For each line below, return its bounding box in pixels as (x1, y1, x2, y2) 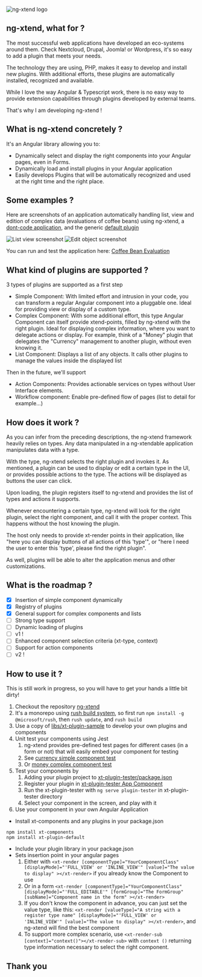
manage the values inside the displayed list (14, 357, 122, 364)
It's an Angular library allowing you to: (6, 140, 101, 148)
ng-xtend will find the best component (24, 924, 119, 932)
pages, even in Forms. (14, 158, 71, 166)
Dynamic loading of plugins (14, 624, 83, 631)
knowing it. (14, 344, 43, 351)
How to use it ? (6, 668, 63, 679)
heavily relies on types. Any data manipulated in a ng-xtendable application (6, 440, 194, 447)
